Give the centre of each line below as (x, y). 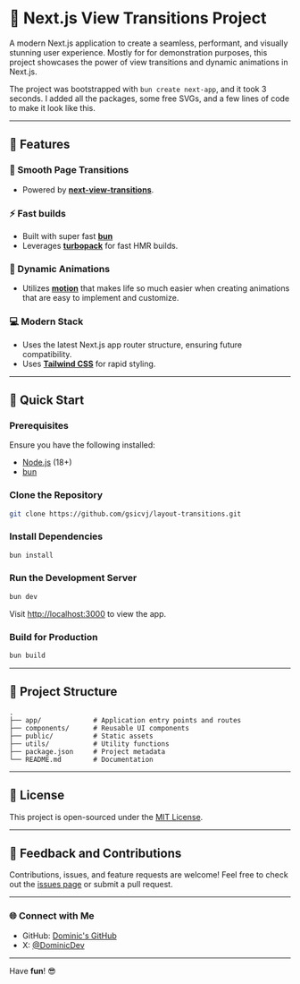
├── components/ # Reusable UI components (100, 728)
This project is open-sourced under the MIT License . (106, 817)
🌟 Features (40, 145)
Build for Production (54, 637)
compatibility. (47, 354)
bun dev (24, 596)
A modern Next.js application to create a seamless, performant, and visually (149, 43)
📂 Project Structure (63, 692)
